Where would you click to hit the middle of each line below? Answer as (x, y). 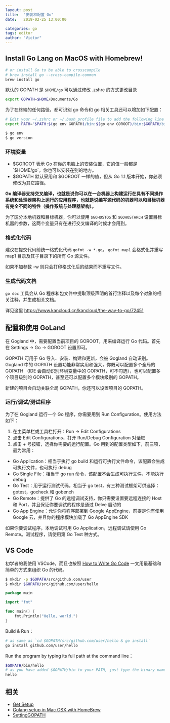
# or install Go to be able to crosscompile (53, 70)
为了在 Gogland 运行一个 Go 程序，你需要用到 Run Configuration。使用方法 (83, 414)
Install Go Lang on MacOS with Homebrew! (74, 59)
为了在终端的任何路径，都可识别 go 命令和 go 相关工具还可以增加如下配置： (84, 110)
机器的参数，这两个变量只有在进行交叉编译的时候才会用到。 (67, 223)
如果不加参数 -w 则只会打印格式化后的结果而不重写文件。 (65, 267)
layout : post (19, 10)
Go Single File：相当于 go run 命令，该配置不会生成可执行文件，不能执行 (88, 474)
